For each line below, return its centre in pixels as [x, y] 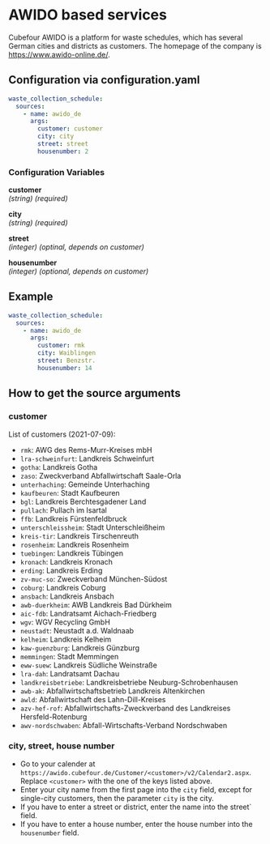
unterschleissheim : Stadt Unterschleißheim [92, 527]
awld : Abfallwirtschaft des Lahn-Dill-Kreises [93, 699]
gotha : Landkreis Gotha [59, 467]
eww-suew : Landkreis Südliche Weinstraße [89, 665]
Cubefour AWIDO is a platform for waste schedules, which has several [126, 37]
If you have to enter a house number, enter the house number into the [136, 824]
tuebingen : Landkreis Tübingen [72, 553]
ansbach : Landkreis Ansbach [67, 596]
